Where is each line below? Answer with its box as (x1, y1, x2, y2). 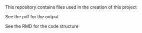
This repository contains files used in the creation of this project (5, 4, 137, 10)
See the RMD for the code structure (5, 23, 78, 29)
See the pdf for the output (5, 14, 59, 19)
